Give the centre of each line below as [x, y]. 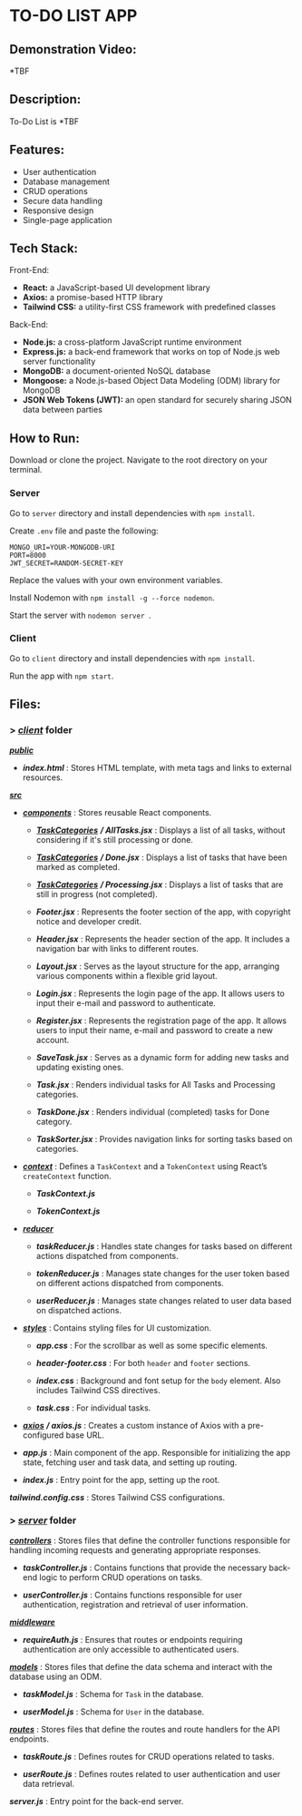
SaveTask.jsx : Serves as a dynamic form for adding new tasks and [162, 1057]
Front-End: [29, 270]
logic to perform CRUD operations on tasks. [121, 1577]
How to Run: [44, 438]
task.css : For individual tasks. [93, 1408]
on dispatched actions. [79, 1310]
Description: [45, 99]
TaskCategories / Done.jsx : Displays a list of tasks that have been [161, 857]
